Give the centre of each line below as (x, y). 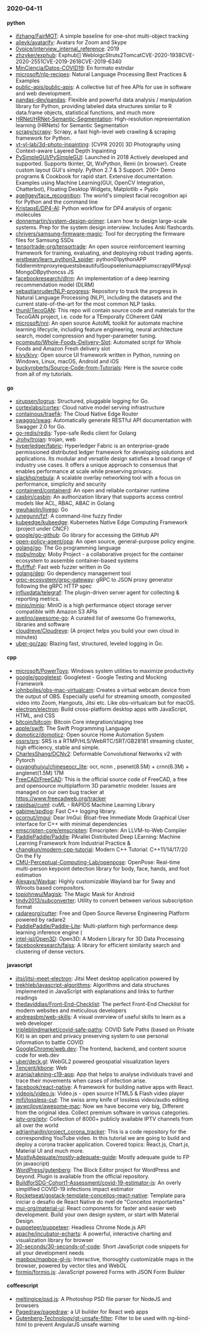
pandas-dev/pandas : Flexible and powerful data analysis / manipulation (103, 100)
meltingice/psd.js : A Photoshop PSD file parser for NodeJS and (93, 1299)
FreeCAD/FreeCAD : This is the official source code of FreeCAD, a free (101, 779)
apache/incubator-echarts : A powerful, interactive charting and (93, 1233)
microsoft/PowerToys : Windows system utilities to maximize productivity (105, 671)
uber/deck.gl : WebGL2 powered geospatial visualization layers (92, 1061)
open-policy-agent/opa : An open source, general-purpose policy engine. (105, 542)
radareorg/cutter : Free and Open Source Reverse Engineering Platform (102, 913)
